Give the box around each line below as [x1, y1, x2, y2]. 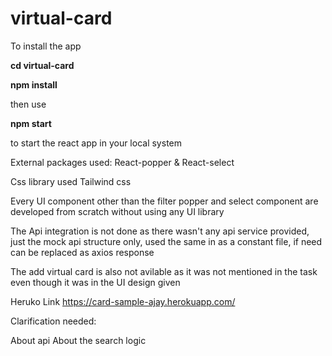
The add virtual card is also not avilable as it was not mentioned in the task [10, 265, 318, 277]
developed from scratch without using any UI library [10, 205, 225, 217]
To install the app [10, 40, 82, 52]
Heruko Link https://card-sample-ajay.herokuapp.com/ [10, 295, 236, 307]
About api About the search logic [10, 334, 147, 346]
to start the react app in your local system [10, 137, 182, 149]
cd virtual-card [10, 59, 75, 71]
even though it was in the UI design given [10, 276, 181, 288]
